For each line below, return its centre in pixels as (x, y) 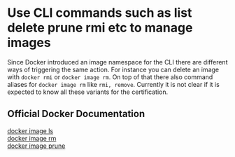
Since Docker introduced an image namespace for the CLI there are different (117, 62)
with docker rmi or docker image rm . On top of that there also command (110, 77)
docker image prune (36, 146)
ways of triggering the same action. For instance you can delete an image (113, 69)
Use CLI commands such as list (100, 13)
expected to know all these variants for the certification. (88, 92)
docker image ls (30, 130)
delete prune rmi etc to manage (100, 28)
